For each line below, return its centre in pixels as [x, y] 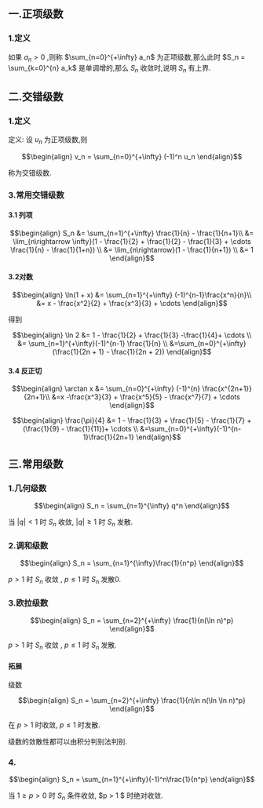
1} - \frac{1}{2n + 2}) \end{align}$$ [155, 352]
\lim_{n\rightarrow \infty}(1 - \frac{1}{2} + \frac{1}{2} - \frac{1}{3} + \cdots [132, 241]
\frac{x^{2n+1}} [227, 389]
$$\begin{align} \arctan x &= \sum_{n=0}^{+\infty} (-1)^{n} [106, 389]
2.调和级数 [28, 545]
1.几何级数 [27, 488]
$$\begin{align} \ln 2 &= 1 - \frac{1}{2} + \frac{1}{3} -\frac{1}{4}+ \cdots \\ [132, 335]
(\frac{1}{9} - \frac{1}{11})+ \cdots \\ [80, 429]
